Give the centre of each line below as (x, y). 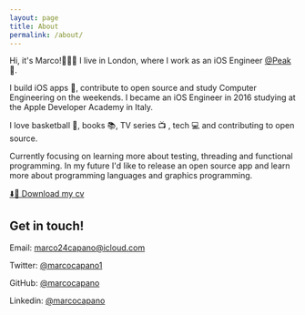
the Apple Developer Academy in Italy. (81, 107)
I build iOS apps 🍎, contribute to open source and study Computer (133, 88)
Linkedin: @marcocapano (57, 300)
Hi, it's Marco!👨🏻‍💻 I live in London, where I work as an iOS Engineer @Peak (150, 61)
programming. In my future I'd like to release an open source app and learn (150, 166)
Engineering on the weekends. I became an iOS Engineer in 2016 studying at (152, 97)
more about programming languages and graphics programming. (131, 176)
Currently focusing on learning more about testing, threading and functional (151, 157)
